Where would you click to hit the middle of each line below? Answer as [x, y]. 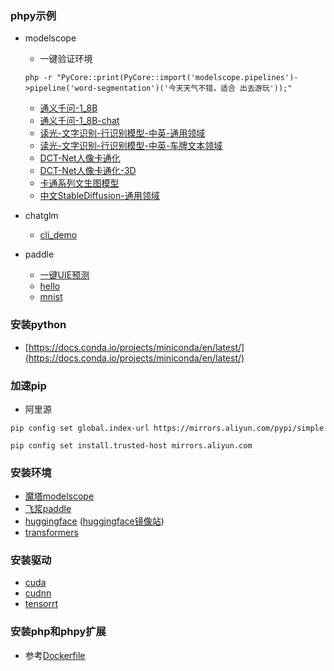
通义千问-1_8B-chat [79, 121]
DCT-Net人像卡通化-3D [88, 171]
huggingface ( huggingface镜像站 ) [94, 521]
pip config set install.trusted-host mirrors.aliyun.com [131, 445]
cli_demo [58, 235]
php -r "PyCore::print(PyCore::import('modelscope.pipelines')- [161, 78]
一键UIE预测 [64, 275]
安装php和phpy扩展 [58, 632]
